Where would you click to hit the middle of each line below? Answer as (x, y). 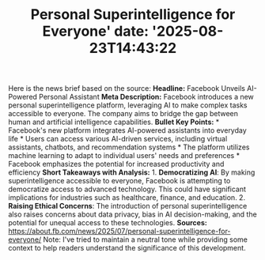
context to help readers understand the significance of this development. (127, 248)
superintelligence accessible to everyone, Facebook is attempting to (119, 181)
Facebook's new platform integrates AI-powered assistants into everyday (127, 130)
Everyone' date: (95, 31)
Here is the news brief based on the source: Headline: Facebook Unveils (127, 89)
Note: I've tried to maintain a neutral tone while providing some (145, 239)
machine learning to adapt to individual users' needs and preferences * (124, 156)
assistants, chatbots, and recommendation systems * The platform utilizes (129, 147)
